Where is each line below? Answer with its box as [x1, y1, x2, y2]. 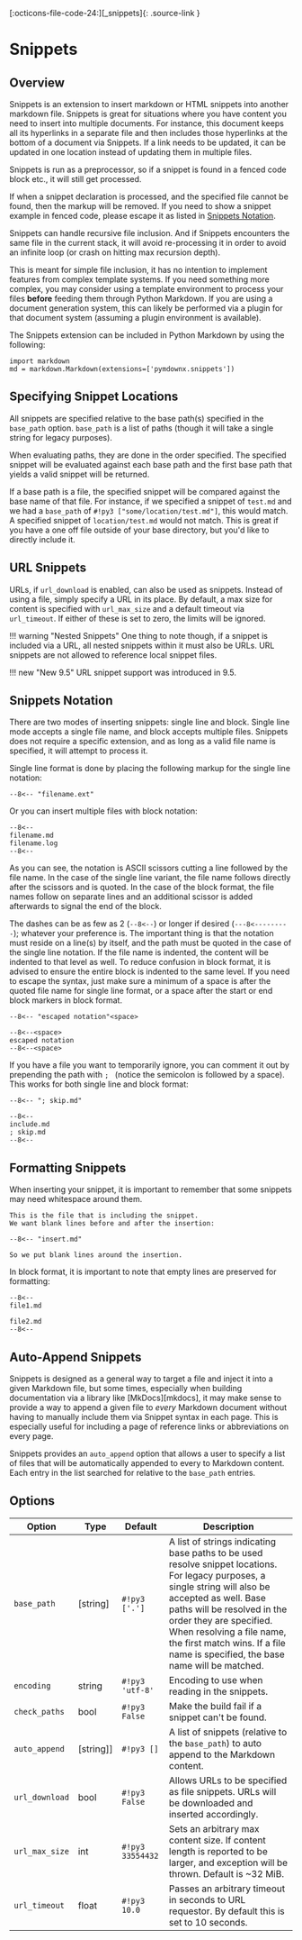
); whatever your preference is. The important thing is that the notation [13, 928, 274, 939]
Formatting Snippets [9, 1160, 127, 1175]
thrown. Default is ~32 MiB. [169, 1867, 285, 1880]
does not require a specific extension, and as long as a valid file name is [9, 736, 276, 747]
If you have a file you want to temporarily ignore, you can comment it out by [9, 1060, 290, 1070]
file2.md [9, 1317, 42, 1326]
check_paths [13, 1707, 66, 1717]
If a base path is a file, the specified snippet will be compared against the [9, 486, 280, 496]
